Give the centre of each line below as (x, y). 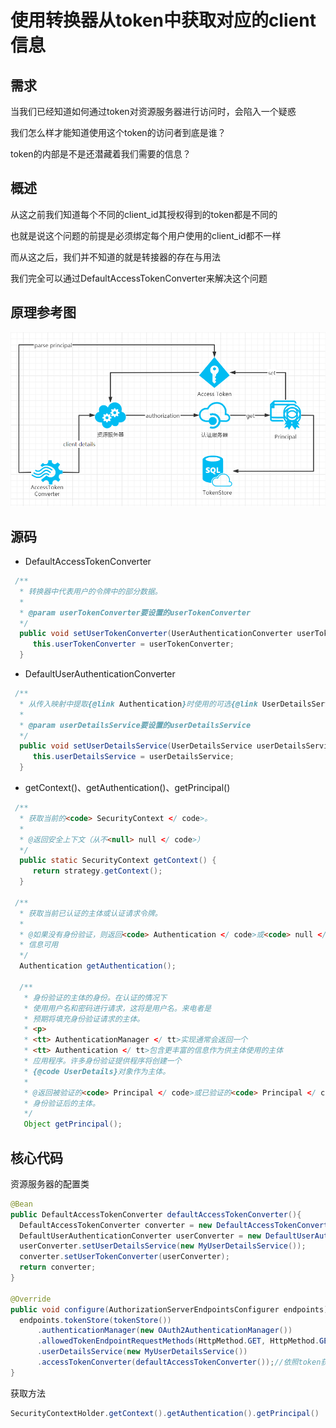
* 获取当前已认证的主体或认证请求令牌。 (91, 913)
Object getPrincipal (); (73, 1124)
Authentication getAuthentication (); (98, 966)
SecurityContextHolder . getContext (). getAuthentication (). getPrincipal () (165, 1413)
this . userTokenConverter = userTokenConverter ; (133, 644)
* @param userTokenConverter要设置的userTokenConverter (135, 612)
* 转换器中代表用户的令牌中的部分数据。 (91, 591)
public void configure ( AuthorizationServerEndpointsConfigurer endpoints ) (169, 1309)
